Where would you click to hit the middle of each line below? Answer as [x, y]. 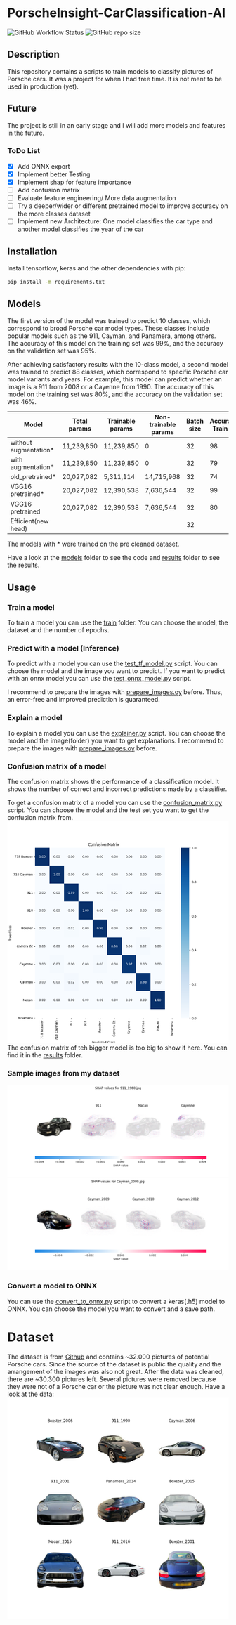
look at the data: [31, 1394]
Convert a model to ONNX [52, 1286]
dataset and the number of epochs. [58, 629]
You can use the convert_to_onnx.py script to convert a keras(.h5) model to [116, 1301]
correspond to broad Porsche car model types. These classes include [108, 328]
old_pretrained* [33, 477]
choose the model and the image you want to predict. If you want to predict [116, 671]
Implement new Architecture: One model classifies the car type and [115, 221]
